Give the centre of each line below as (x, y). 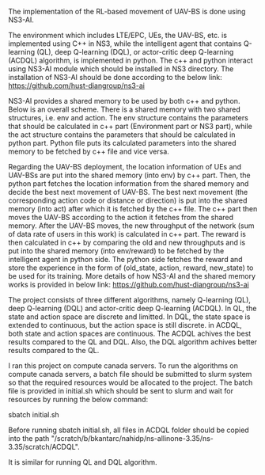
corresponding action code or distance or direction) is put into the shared (128, 200)
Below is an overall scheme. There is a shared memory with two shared (125, 109)
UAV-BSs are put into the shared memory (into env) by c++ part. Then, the (129, 175)
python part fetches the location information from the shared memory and (129, 184)
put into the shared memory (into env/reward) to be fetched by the (116, 251)
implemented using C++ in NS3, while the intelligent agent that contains (125, 44)
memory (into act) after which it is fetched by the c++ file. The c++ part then (133, 209)
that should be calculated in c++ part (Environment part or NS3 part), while (131, 126)
